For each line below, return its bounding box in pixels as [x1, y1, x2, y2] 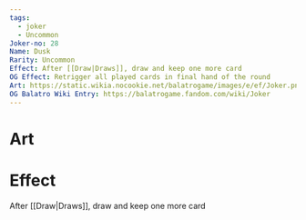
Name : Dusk [9, 47, 51, 56]
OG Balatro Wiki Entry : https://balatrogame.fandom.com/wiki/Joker [9, 89, 271, 98]
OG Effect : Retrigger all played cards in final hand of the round [9, 73, 271, 82]
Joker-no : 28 [9, 38, 59, 48]
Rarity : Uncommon [9, 55, 76, 65]
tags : [9, 13, 30, 23]
